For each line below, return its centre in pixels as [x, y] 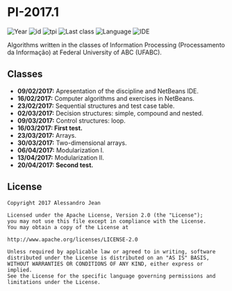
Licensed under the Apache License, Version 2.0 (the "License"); [105, 215]
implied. [20, 270]
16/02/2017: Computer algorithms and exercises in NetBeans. [106, 98]
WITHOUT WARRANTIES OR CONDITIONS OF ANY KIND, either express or [105, 264]
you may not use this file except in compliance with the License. [107, 221]
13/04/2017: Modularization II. [60, 157]
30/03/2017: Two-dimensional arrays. [72, 143]
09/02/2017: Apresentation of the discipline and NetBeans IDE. [108, 91]
